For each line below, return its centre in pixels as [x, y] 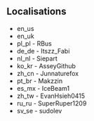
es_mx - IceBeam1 [43, 88]
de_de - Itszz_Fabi [43, 51]
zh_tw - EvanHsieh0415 [51, 96]
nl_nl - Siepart [37, 58]
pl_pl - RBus [34, 43]
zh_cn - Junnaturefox [48, 73]
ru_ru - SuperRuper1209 [52, 103]
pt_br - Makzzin [40, 81]
